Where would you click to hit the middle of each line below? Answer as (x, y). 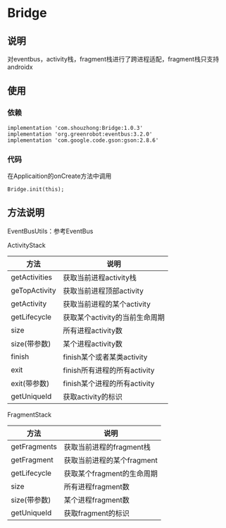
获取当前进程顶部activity (103, 291)
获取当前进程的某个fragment (111, 460)
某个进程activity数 (93, 344)
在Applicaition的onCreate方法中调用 (59, 176)
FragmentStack (30, 414)
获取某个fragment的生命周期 (111, 473)
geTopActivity (33, 290)
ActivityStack (26, 245)
